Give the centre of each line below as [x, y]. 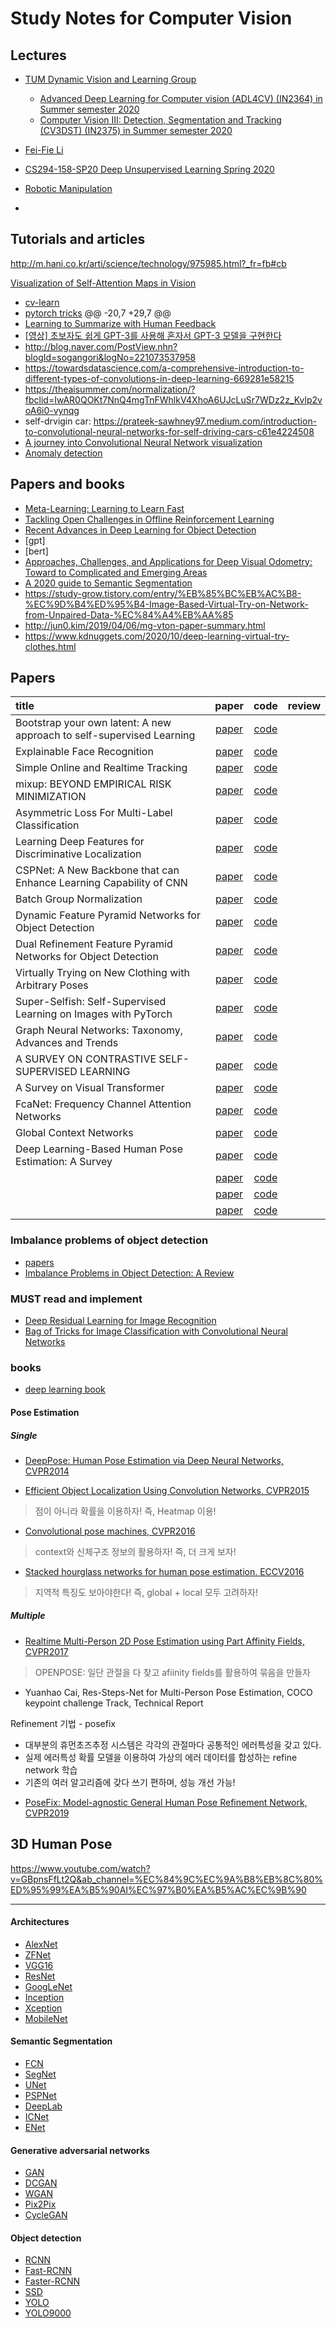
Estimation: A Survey [64, 1162]
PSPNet [40, 2096]
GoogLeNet [48, 1986]
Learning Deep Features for [80, 842]
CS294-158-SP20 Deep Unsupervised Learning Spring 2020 [149, 169]
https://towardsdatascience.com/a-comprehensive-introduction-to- [164, 368]
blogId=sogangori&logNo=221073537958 [110, 357]
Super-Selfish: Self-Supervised [91, 1002]
